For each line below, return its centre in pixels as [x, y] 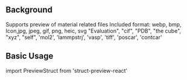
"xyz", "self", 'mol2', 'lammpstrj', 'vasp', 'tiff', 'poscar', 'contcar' [84, 37]
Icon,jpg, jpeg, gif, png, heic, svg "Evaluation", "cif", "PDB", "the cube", [93, 31]
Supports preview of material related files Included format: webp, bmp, [93, 24]
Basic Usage [30, 56]
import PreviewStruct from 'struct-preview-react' [67, 70]
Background [29, 10]
